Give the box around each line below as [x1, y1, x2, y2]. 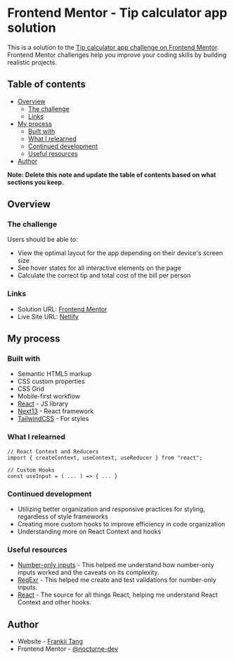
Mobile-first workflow [17, 392, 81, 401]
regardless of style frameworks [17, 512, 109, 521]
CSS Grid [17, 384, 44, 393]
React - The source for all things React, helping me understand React [17, 590, 218, 599]
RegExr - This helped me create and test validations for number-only [17, 576, 216, 584]
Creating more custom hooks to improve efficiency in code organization [17, 520, 226, 529]
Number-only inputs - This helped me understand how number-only [17, 561, 214, 569]
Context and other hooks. [17, 598, 91, 607]
